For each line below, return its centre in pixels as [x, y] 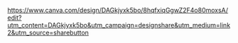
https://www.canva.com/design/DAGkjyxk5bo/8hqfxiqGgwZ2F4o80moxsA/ [118, 10]
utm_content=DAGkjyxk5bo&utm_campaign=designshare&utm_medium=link [119, 25]
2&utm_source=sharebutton [48, 32]
